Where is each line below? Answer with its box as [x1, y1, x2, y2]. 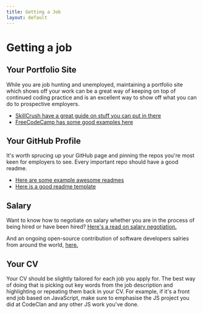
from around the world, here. [6, 241, 78, 249]
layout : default [6, 15, 47, 21]
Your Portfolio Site [6, 65, 77, 75]
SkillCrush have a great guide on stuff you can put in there [15, 112, 161, 119]
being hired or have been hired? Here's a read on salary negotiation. [6, 223, 177, 230]
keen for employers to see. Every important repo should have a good [6, 158, 179, 165]
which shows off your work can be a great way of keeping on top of [6, 87, 176, 95]
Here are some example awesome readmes [15, 176, 125, 184]
